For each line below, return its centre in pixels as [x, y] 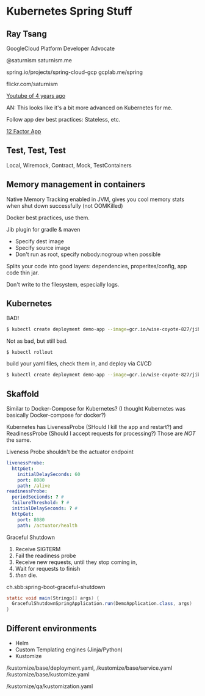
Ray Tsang [27, 34]
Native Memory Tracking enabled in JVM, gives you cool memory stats [95, 199]
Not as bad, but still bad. [37, 341]
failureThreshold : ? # [41, 503]
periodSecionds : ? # [38, 497]
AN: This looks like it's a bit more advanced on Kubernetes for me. [89, 108]
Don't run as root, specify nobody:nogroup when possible [88, 254]
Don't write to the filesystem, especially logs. [63, 284]
